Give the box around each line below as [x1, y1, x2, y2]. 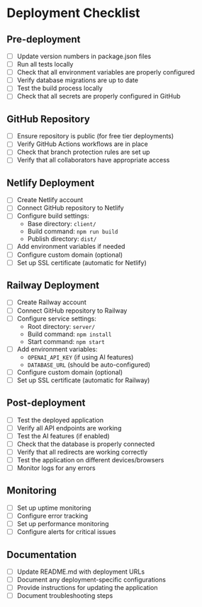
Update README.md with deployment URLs [16, 567, 145, 576]
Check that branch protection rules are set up [16, 147, 150, 157]
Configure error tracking [16, 511, 89, 520]
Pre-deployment [6, 33, 81, 45]
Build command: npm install [27, 330, 112, 338]
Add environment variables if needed [16, 243, 125, 251]
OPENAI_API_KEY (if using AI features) [27, 352, 134, 361]
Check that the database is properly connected [16, 440, 155, 448]
